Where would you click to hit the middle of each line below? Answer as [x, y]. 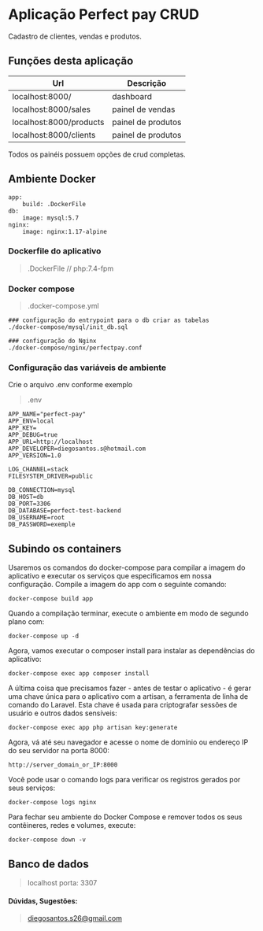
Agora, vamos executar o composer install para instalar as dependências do [131, 651]
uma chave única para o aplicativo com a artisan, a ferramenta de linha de [128, 696]
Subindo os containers [65, 549]
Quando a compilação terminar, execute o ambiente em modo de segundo [129, 613]
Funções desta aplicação [71, 61]
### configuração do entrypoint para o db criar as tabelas [109, 320]
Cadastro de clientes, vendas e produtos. [75, 36]
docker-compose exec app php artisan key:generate [93, 728]
